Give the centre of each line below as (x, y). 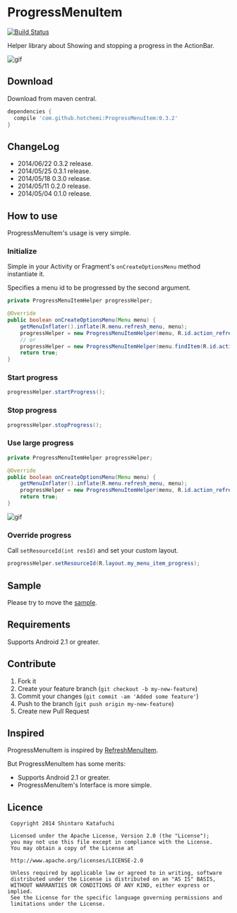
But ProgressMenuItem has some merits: (66, 764)
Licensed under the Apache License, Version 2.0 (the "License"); (110, 836)
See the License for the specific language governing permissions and (116, 898)
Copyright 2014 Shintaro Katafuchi (62, 824)
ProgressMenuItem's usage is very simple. (69, 233)
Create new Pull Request (53, 711)
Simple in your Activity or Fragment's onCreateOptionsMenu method (104, 266)
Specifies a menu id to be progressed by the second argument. (99, 288)
